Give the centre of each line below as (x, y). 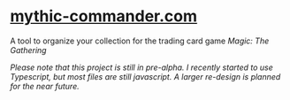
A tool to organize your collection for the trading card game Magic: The (140, 41)
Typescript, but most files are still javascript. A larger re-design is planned (145, 76)
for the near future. (45, 86)
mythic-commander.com (104, 16)
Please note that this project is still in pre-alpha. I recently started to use (141, 67)
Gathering (28, 50)
